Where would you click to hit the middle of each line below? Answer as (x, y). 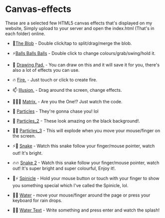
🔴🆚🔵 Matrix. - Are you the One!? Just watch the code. (67, 101)
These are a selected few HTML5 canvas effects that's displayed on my (79, 23)
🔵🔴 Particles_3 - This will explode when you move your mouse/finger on (86, 130)
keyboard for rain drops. (37, 200)
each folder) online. (25, 33)
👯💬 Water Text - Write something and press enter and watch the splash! (86, 210)
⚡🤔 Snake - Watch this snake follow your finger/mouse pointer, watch (83, 146)
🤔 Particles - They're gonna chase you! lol (55, 111)
